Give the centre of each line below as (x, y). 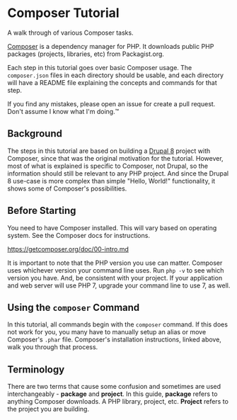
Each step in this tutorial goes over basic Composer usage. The (100, 67)
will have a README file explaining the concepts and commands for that (112, 82)
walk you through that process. (53, 347)
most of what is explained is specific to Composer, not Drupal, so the (108, 166)
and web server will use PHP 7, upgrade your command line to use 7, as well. (119, 285)
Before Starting (42, 211)
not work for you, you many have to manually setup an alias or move (107, 332)
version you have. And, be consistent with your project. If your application (115, 278)
